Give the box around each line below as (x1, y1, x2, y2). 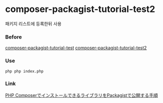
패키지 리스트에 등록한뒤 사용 (5, 20, 62, 26)
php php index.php (5, 68, 44, 73)
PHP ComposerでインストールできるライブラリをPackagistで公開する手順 (5, 92, 158, 98)
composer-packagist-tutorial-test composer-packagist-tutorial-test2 (5, 45, 147, 51)
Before (5, 33, 22, 40)
